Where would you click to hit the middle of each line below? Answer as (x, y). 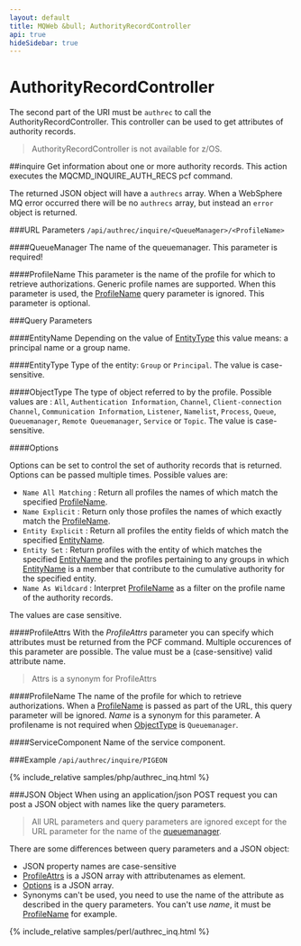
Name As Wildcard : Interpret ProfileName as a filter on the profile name (154, 588)
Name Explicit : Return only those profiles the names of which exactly (152, 512)
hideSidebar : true (44, 43)
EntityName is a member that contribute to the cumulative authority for (154, 569)
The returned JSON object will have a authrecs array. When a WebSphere (146, 194)
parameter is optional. (50, 304)
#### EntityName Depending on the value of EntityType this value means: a (149, 338)
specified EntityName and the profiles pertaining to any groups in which (156, 559)
